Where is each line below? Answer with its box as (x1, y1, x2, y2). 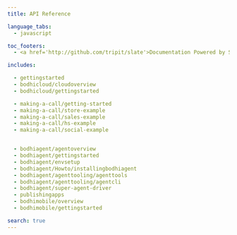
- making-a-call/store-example (13, 107, 106, 114)
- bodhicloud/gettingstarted (13, 88, 99, 95)
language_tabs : (7, 23, 52, 30)
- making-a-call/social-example (13, 126, 109, 134)
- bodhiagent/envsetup (13, 158, 80, 166)
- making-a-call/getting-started (13, 100, 112, 107)
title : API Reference (7, 10, 71, 18)
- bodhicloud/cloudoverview (13, 81, 97, 88)
